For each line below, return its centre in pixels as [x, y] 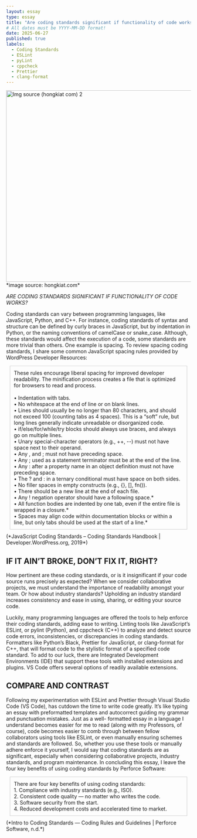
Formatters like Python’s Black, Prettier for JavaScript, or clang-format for [95, 642]
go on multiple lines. [38, 435]
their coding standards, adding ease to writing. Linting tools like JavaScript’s [98, 624]
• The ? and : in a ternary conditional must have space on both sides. [97, 479]
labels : [16, 45]
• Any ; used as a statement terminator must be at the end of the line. [97, 460]
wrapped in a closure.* [41, 510]
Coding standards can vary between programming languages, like [86, 314]
